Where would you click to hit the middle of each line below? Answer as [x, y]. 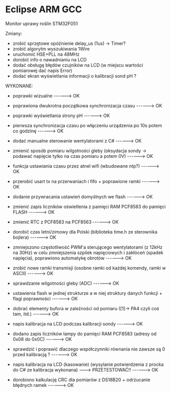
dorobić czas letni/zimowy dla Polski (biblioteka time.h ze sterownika [85, 232]
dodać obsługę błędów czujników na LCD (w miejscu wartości [78, 65]
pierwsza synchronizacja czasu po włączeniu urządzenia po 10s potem [87, 125]
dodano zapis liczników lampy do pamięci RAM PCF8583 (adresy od [84, 334]
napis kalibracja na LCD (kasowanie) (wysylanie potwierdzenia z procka [88, 364]
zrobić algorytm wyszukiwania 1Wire [51, 49]
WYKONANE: [19, 86]
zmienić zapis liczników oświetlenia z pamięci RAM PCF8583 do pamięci [89, 206]
